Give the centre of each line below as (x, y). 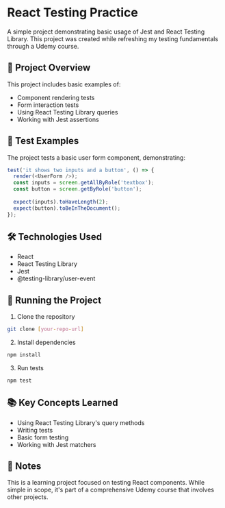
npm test (19, 380)
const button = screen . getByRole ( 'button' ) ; (78, 189)
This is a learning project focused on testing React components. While (106, 483)
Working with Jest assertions (58, 119)
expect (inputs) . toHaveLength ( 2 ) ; (61, 202)
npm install (24, 355)
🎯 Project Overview (49, 68)
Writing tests (35, 430)
